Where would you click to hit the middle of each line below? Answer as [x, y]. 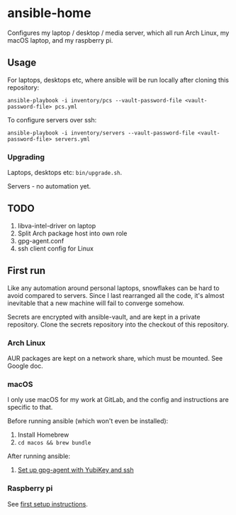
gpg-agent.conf [41, 240]
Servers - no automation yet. [49, 186]
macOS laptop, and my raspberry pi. [60, 40]
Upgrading [26, 156]
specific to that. [30, 408]
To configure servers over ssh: [52, 120]
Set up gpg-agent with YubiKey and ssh [75, 470]
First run [27, 271]
